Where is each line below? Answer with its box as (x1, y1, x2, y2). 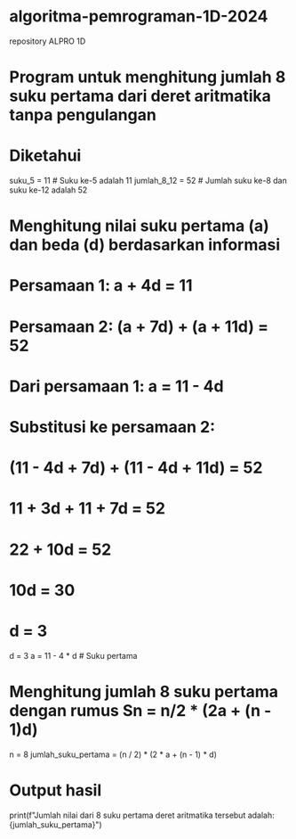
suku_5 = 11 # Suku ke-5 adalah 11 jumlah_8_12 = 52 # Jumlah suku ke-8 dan (9, 176, 287, 186)
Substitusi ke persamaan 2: (9, 417, 216, 437)
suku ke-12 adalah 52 (9, 185, 88, 195)
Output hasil (9, 780, 102, 800)
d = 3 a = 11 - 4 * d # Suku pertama (9, 650, 138, 661)
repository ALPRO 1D (9, 36, 86, 46)
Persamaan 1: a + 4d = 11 (9, 276, 193, 296)
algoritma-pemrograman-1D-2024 (9, 6, 268, 27)
